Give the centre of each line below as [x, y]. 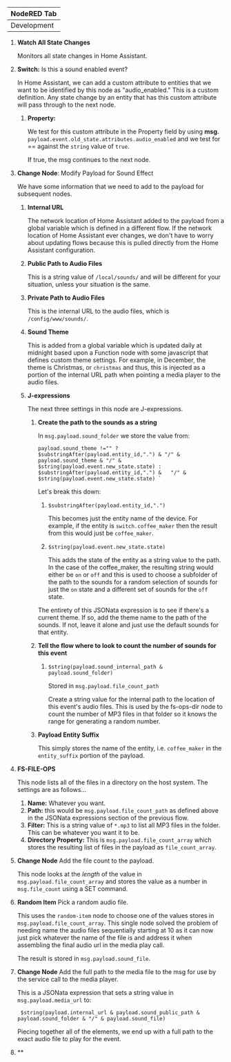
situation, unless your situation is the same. [89, 284]
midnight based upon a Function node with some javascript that [118, 353]
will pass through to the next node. [66, 105]
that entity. [53, 632]
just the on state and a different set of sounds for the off [128, 589]
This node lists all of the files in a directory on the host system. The [112, 782]
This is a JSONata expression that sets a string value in [95, 992]
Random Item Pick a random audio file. [73, 902]
